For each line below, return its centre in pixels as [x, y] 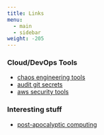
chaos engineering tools [51, 77]
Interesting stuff [35, 110]
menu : [15, 20]
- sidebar [27, 32]
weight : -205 [26, 39]
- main [23, 26]
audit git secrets [40, 85]
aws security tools [43, 92]
